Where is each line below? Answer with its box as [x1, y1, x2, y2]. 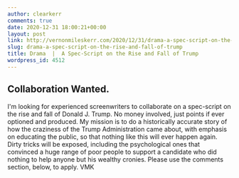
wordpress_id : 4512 [7, 57, 65, 64]
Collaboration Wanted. [7, 83, 110, 95]
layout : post [7, 30, 46, 38]
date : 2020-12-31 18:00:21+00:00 [7, 23, 107, 31]
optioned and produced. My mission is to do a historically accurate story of [7, 117, 228, 125]
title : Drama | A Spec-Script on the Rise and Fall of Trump [7, 51, 199, 58]
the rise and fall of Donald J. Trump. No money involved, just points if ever [7, 110, 225, 118]
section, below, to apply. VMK [7, 162, 95, 171]
